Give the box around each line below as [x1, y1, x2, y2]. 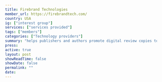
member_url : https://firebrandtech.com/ [5, 12, 88, 16]
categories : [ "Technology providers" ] [5, 34, 83, 39]
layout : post [5, 52, 31, 57]
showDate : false [5, 61, 38, 66]
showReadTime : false [5, 56, 47, 61]
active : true [5, 47, 31, 52]
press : [5, 43, 18, 48]
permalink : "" [5, 66, 34, 70]
